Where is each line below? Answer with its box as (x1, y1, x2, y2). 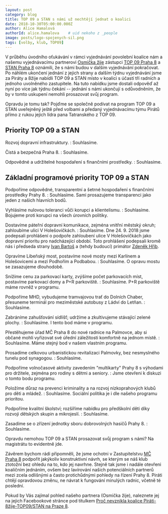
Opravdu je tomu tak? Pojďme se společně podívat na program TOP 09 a (5, 101, 155, 107)
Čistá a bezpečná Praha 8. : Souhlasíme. (5, 149, 89, 155)
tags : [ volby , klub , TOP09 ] (5, 40, 64, 45)
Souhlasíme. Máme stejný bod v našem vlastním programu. (5, 340, 127, 346)
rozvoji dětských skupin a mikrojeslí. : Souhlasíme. (5, 411, 109, 417)
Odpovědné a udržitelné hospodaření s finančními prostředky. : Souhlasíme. (5, 159, 162, 165)
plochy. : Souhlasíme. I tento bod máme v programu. (5, 320, 113, 326)
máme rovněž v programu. (5, 284, 60, 290)
